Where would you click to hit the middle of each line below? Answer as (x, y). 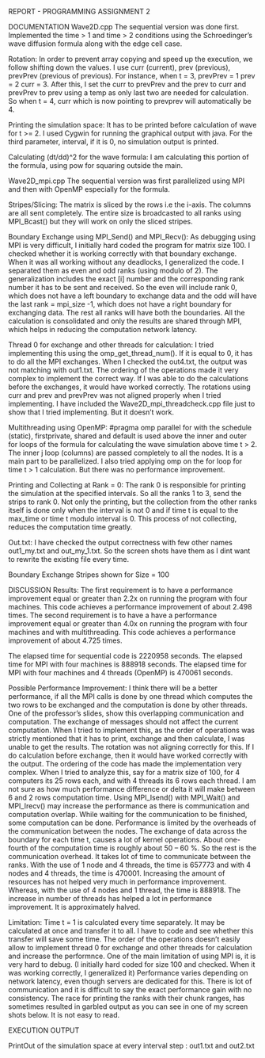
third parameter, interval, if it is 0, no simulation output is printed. (114, 141)
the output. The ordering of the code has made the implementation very (125, 764)
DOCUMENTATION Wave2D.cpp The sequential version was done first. (124, 27)
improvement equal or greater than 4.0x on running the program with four (128, 624)
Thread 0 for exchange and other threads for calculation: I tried (111, 345)
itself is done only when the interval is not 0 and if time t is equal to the (123, 510)
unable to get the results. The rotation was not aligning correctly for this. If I (131, 747)
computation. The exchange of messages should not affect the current (123, 722)
